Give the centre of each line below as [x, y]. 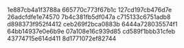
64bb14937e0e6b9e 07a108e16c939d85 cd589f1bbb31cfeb [91, 31]
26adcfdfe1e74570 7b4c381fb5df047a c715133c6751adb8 [89, 17]
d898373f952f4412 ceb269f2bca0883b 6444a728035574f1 [92, 24]
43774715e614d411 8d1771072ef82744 [62, 39]
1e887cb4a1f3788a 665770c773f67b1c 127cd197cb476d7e [90, 10]
